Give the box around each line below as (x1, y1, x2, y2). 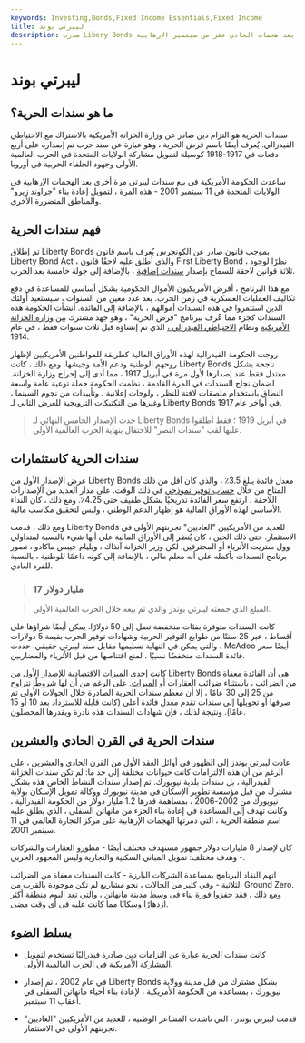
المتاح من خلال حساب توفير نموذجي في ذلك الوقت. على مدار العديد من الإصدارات (10, 485, 287, 496)
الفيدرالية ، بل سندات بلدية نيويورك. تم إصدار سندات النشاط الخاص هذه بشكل (10, 777, 272, 787)
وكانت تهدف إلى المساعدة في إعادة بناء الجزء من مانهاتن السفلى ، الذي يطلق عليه (10, 806, 288, 817)
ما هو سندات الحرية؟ (10, 105, 113, 121)
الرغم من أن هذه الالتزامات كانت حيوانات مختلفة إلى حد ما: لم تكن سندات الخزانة (10, 767, 284, 777)
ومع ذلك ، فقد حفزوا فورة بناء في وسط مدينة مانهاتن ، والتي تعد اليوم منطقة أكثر (10, 888, 282, 900)
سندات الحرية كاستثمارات (10, 451, 139, 466)
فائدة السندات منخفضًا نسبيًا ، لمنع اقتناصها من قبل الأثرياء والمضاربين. (10, 650, 245, 661)
